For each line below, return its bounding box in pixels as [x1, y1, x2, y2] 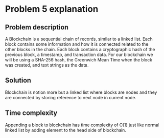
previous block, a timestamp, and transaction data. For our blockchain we [5, 52, 153, 57]
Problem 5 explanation [5, 3, 99, 15]
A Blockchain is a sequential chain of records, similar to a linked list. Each [5, 36, 153, 42]
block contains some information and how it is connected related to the [5, 41, 148, 47]
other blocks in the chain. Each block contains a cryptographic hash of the [5, 47, 155, 52]
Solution [5, 76, 31, 84]
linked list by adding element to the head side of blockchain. [5, 127, 126, 133]
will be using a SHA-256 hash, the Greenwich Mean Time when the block [5, 57, 153, 62]
